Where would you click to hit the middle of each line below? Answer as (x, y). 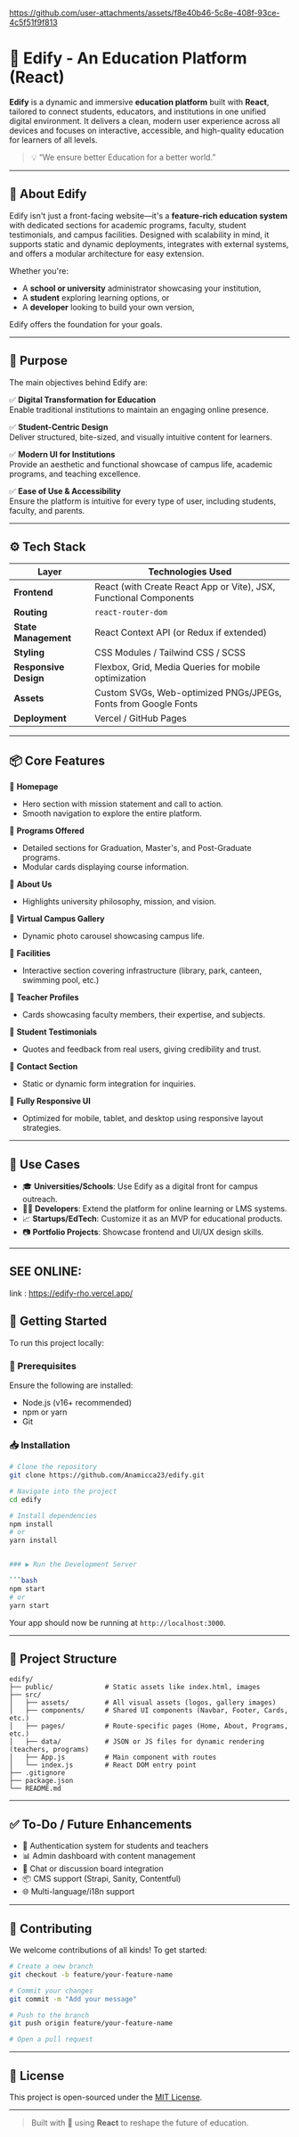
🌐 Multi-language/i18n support (78, 1892)
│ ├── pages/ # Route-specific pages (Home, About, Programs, (149, 1726)
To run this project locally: (57, 1342)
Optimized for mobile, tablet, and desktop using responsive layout (143, 1118)
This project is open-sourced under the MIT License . (106, 2097)
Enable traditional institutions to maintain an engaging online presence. (139, 409)
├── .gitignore (37, 1773)
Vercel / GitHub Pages (141, 719)
